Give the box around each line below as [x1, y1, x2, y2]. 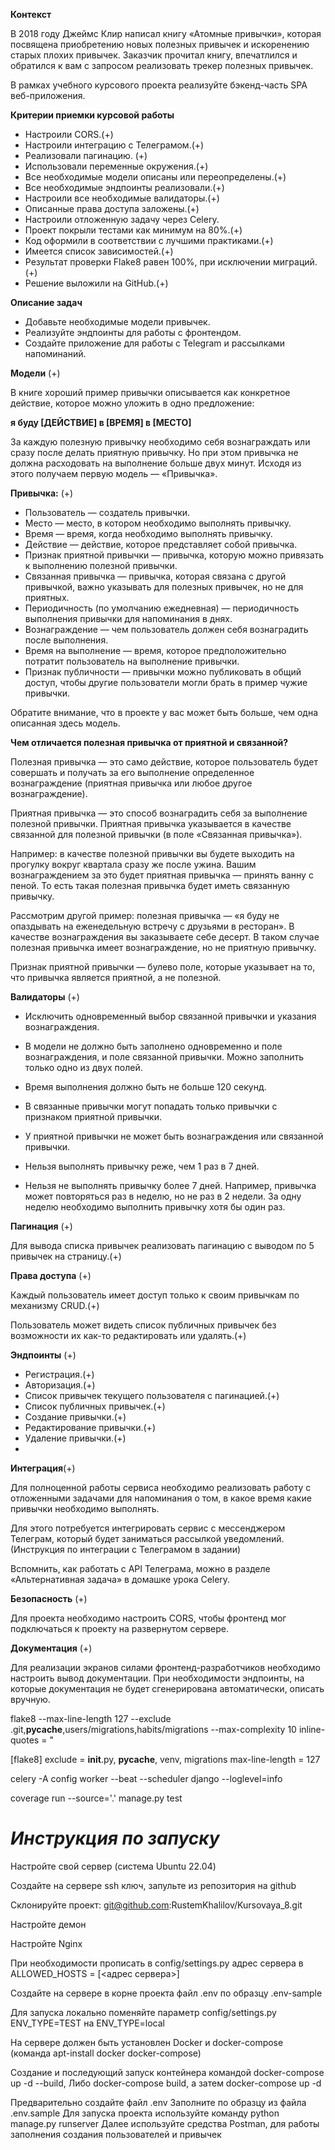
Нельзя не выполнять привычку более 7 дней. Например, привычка [24, 1180, 317, 1191]
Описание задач [10, 297, 83, 308]
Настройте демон [10, 1918, 87, 1930]
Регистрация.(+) [24, 1369, 95, 1380]
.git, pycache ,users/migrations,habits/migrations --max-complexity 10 [10, 1724, 297, 1735]
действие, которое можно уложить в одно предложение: [10, 397, 255, 409]
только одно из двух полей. [24, 1062, 143, 1073]
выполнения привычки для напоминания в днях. [24, 613, 233, 624]
